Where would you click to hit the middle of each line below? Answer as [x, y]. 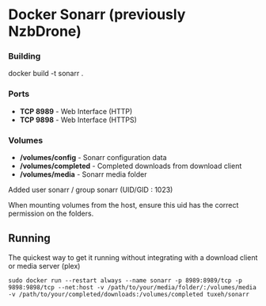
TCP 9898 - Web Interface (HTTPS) [78, 120]
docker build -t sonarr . [46, 74]
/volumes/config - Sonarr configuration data [93, 158]
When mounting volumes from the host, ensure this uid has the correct [123, 205]
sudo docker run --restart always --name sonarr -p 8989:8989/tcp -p [125, 280]
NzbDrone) [45, 31]
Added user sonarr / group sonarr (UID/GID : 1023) [91, 190]
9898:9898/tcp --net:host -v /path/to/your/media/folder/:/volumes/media [133, 287]
